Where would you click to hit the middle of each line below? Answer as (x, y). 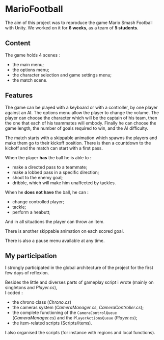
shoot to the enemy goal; (37, 177)
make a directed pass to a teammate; (50, 167)
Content (18, 43)
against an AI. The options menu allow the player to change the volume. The (82, 112)
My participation (31, 256)
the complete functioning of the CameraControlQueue (64, 313)
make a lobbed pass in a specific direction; (55, 172)
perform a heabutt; (31, 212)
